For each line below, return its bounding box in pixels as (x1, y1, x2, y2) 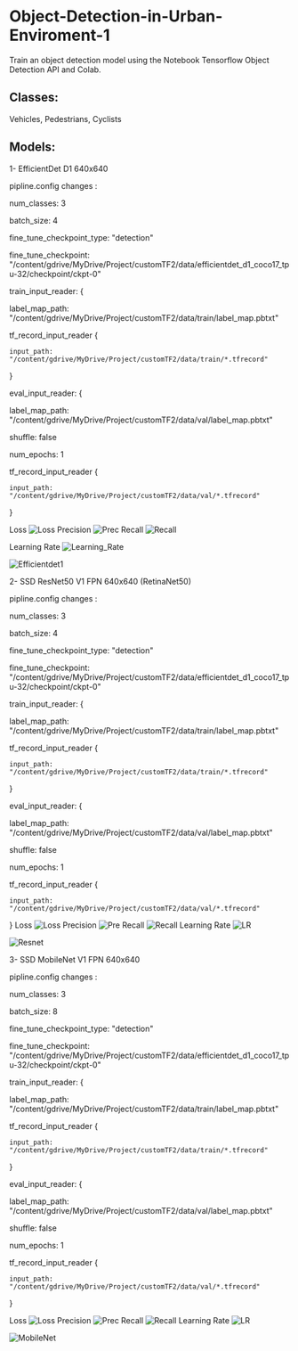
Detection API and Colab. (9, 64, 101, 75)
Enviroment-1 (9, 25, 110, 45)
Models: (9, 140, 56, 155)
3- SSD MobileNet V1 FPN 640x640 (9, 954, 141, 964)
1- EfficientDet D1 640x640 (9, 163, 109, 174)
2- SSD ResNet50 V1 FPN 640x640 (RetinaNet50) (9, 576, 192, 586)
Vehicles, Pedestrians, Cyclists (9, 113, 122, 124)
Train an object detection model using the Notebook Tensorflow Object (9, 54, 270, 65)
